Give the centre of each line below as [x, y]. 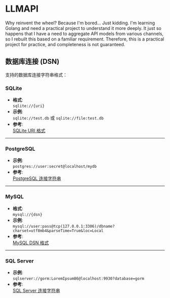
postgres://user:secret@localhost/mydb [55, 167]
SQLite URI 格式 [29, 131]
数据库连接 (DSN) [32, 62]
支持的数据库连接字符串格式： [36, 74]
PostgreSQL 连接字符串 [37, 178]
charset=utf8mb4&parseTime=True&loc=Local [58, 231]
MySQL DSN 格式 [31, 243]
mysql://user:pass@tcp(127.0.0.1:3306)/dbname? [63, 226]
